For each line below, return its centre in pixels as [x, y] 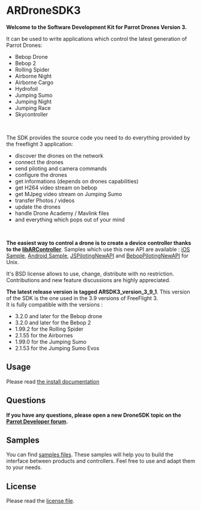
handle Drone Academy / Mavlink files [62, 213]
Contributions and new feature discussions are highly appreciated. [88, 280]
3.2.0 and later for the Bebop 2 [53, 322]
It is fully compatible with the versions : [55, 304]
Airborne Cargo [34, 82]
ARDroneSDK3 [43, 11]
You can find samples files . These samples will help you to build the [90, 455]
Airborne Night [33, 76]
